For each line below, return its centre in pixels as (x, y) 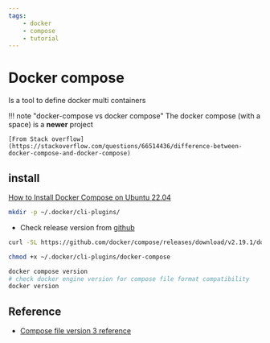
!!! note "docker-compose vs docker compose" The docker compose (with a (135, 116)
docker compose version (48, 271)
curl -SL (23, 242)
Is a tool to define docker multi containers (77, 101)
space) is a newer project (51, 125)
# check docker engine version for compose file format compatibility (129, 279)
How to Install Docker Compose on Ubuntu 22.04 (90, 197)
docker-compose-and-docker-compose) (70, 154)
